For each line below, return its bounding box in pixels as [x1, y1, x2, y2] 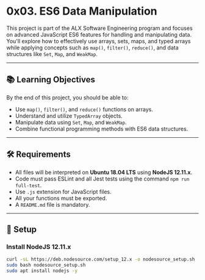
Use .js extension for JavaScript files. [15, 188, 112, 195]
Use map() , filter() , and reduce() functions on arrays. [15, 106, 154, 113]
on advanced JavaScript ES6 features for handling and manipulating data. [6, 31, 192, 38]
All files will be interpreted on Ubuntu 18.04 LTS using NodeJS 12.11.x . [15, 168, 193, 176]
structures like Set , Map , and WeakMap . [6, 50, 98, 57]
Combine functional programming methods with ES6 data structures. [15, 125, 189, 132]
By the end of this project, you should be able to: [6, 93, 129, 101]
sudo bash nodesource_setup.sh [6, 262, 86, 268]
